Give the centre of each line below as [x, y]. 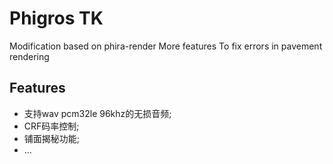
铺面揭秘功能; [52, 138]
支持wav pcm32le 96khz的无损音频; [97, 113]
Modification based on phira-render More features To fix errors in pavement [166, 46]
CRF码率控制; [51, 126]
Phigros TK [56, 18]
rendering [29, 56]
